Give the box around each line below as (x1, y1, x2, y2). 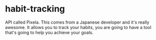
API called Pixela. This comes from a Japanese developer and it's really (5, 19, 150, 25)
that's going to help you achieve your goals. (5, 29, 94, 35)
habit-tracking (5, 3, 65, 14)
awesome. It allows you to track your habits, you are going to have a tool (5, 24, 152, 30)
